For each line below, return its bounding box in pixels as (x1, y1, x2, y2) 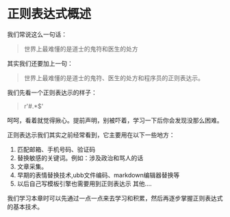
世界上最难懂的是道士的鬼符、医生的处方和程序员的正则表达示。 (23, 73, 204, 82)
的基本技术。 (7, 203, 43, 211)
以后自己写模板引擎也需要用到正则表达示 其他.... (16, 179, 152, 188)
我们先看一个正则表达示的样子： (7, 88, 97, 97)
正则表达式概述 (7, 6, 92, 22)
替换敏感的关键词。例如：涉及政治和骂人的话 (16, 153, 144, 162)
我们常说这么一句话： (7, 30, 67, 38)
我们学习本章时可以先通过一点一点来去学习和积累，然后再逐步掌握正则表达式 (7, 194, 223, 202)
